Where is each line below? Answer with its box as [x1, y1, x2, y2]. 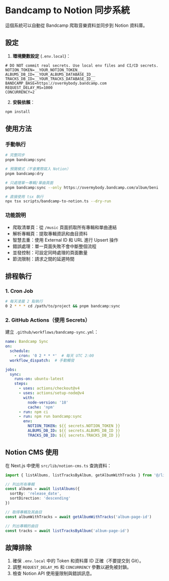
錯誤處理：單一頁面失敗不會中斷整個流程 [12, 243, 97, 249]
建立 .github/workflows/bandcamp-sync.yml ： [5, 329, 99, 335]
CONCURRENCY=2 [5, 90, 35, 95]
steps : [14, 381, 28, 386]
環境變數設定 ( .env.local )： [12, 53, 71, 59]
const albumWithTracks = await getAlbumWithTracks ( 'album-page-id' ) [5, 514, 152, 519]
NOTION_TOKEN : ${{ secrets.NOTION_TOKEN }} [27, 423, 121, 429]
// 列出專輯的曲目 [5, 523, 39, 528]
